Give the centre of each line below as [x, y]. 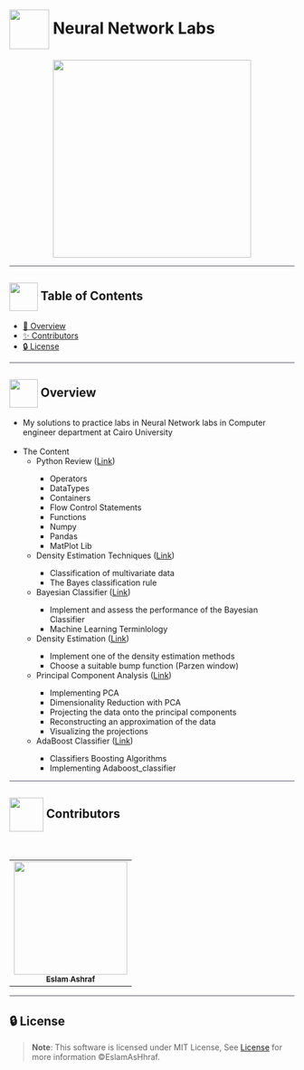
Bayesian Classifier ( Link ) [83, 592]
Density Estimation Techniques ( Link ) [105, 555]
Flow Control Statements [95, 507]
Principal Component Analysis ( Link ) [104, 675]
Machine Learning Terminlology [109, 629]
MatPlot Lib [71, 545]
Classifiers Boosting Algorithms [108, 758]
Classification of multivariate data [112, 573]
